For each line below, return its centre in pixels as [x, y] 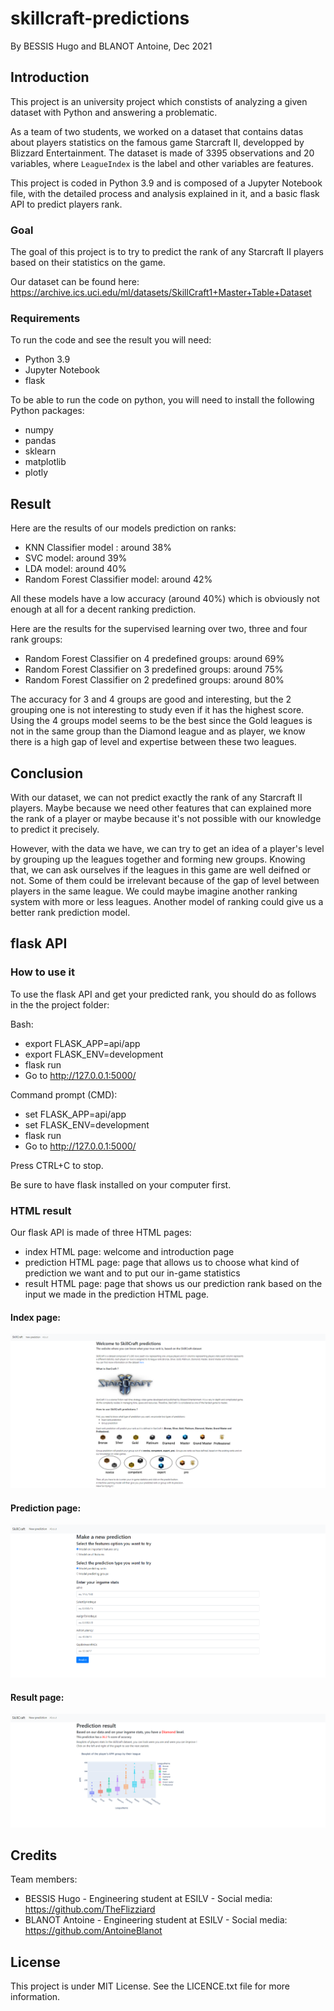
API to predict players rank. [66, 204]
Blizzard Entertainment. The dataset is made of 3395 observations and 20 [162, 153]
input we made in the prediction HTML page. [117, 1294]
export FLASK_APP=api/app [82, 1043]
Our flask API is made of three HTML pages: [101, 1232]
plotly [36, 473]
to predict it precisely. [55, 829]
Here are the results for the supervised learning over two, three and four [159, 629]
